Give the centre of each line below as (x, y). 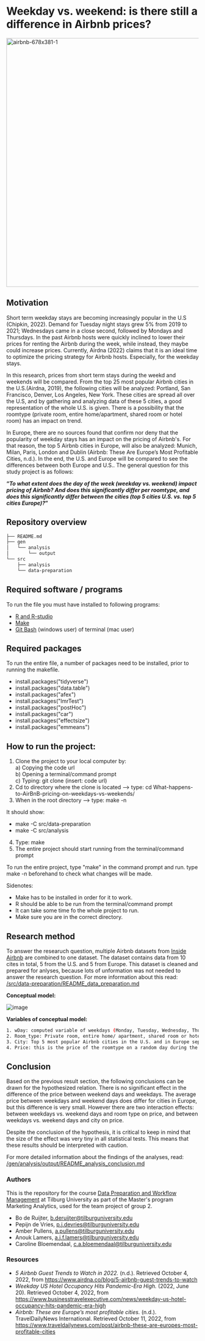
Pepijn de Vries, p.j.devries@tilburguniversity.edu (77, 1224)
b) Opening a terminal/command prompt (66, 774)
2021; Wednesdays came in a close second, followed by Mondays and (95, 331)
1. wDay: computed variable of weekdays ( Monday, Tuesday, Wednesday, (98, 1030)
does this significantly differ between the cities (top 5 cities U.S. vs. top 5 (101, 496)
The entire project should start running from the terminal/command (99, 849)
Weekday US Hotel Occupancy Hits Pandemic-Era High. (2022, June (102, 1286)
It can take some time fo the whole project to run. (77, 910)
